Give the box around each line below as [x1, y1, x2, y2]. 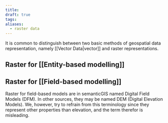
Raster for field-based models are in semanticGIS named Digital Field [5, 91, 150, 97]
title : [5, 7, 19, 13]
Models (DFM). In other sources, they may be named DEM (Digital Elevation [5, 96, 163, 102]
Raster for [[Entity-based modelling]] [5, 60, 125, 69]
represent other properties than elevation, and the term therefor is [5, 107, 143, 113]
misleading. [5, 112, 29, 118]
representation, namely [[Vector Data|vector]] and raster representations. [5, 46, 159, 52]
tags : [5, 17, 17, 22]
